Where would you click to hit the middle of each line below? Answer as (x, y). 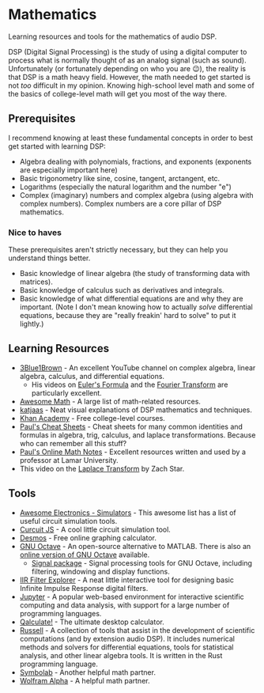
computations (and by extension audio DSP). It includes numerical (127, 638)
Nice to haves (35, 233)
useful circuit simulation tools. (68, 521)
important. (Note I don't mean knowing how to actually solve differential (136, 307)
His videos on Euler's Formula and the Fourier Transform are (130, 384)
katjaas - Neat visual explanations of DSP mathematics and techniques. (136, 410)
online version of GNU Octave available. (85, 555)
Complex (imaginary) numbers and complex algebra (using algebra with (136, 195)
